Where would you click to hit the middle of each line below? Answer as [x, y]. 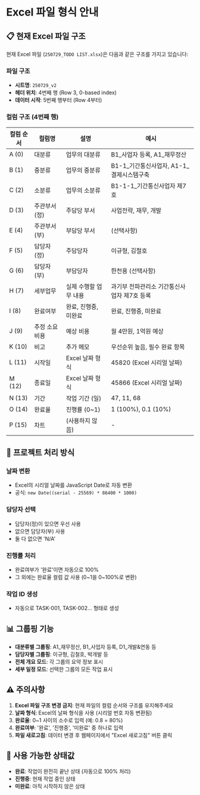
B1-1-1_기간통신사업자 [143, 185]
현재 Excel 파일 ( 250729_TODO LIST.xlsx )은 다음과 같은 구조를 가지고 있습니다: [97, 54]
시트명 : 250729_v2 [35, 85]
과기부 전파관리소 [134, 286]
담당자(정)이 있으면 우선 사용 [48, 524]
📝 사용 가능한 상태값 [40, 756]
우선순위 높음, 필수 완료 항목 [148, 347]
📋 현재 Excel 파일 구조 [46, 36]
